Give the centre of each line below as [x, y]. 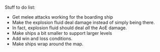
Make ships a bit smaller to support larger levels [62, 33]
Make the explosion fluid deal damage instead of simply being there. [83, 22]
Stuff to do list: [20, 7]
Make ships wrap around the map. [48, 44]
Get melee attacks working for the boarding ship [63, 17]
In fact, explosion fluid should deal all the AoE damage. [69, 28]
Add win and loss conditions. [42, 38]
